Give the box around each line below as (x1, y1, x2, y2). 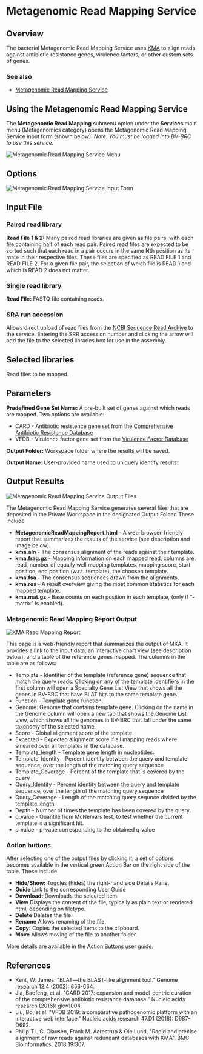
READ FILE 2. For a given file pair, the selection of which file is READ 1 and (6, 259, 191, 267)
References (6, 960, 51, 970)
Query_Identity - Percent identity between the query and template (15, 781, 180, 788)
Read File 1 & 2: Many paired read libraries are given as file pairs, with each (6, 234, 194, 241)
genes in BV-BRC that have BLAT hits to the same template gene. (15, 690, 178, 698)
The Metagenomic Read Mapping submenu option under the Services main (6, 120, 197, 127)
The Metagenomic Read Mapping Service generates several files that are (6, 504, 189, 512)
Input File (6, 202, 42, 213)
